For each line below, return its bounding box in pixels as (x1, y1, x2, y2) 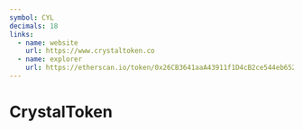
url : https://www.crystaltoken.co (25, 47, 155, 56)
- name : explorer (17, 55, 83, 64)
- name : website (17, 38, 78, 48)
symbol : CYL (9, 13, 54, 22)
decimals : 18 (9, 22, 59, 30)
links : (9, 30, 34, 39)
